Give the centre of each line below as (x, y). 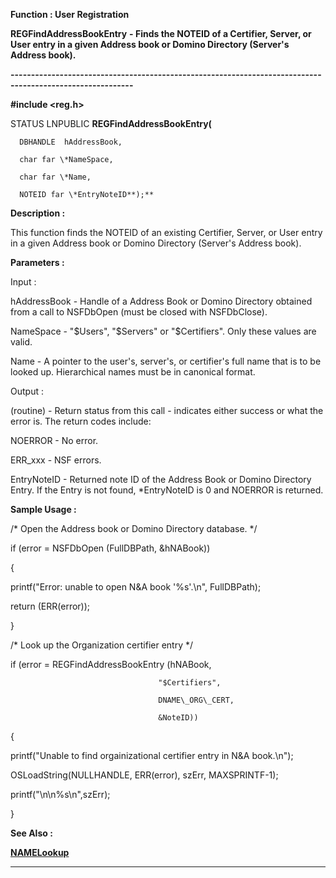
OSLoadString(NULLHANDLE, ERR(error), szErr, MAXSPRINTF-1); (144, 775)
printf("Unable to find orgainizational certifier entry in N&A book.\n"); (152, 755)
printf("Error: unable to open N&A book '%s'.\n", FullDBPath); (136, 587)
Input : (23, 282)
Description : (38, 213)
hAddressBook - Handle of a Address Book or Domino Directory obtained (161, 301)
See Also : (31, 833)
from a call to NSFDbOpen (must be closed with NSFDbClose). (139, 312)
